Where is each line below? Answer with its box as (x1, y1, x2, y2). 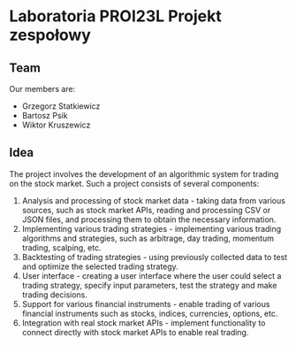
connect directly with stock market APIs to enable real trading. (21, 327, 249, 337)
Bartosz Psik (21, 111, 68, 120)
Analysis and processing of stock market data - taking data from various (21, 195, 285, 205)
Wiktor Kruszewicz (21, 119, 91, 130)
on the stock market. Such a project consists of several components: (9, 178, 260, 188)
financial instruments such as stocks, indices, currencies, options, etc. (21, 308, 278, 319)
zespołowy (9, 25, 91, 45)
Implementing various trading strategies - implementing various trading (21, 223, 282, 234)
